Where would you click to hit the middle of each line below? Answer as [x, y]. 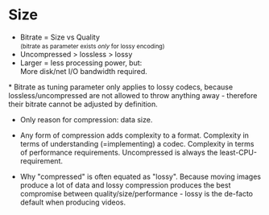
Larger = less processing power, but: [81, 63]
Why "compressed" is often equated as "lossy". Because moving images [141, 176]
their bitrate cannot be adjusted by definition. [83, 104]
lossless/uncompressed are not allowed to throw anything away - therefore [133, 95]
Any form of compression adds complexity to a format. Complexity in [134, 135]
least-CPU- [238, 152]
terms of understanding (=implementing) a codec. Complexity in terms [137, 143]
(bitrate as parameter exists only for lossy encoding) [92, 46]
